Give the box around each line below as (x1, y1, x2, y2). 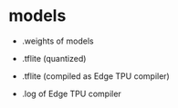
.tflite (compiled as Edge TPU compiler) (21, 70, 170, 82)
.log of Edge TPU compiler (21, 88, 122, 99)
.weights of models (21, 35, 94, 46)
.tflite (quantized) (21, 53, 87, 64)
